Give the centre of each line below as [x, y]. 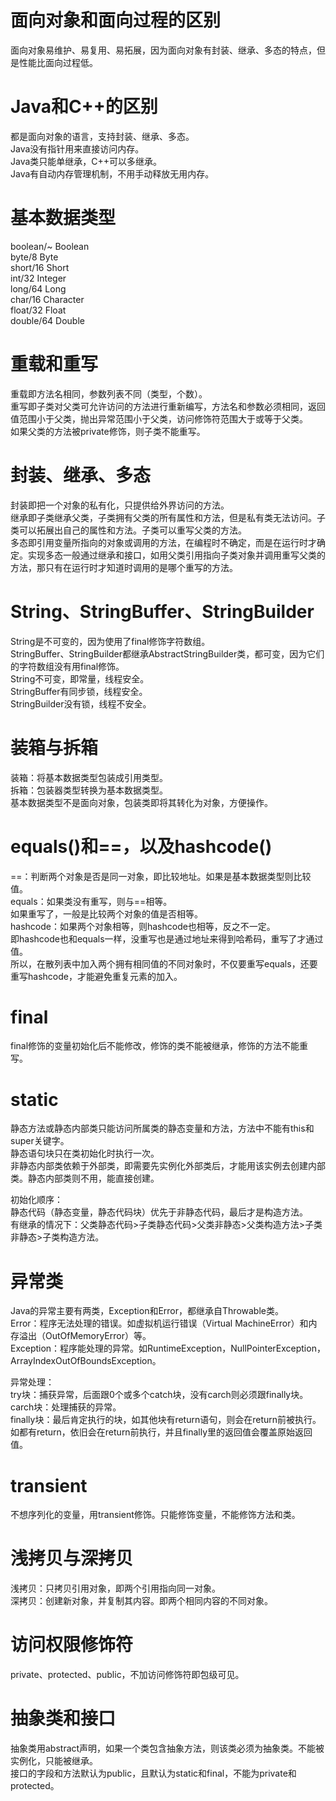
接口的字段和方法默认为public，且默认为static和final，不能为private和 [153, 1773]
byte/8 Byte [34, 257]
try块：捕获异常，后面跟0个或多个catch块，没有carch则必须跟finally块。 [159, 1395]
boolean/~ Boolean [50, 246]
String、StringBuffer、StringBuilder [162, 611]
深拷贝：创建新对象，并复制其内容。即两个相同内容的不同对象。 [141, 1601]
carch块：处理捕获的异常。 [66, 1407]
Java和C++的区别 [84, 107]
